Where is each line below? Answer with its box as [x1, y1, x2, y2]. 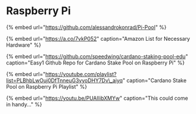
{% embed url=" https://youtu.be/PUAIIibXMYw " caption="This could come [6, 95, 188, 102]
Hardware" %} [6, 41, 41, 48]
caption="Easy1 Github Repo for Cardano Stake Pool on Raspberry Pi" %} [6, 59, 185, 66]
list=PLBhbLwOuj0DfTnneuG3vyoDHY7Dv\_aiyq [6, 77, 123, 84]
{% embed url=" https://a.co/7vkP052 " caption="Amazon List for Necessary [6, 35, 190, 42]
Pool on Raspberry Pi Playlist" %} [6, 83, 87, 90]
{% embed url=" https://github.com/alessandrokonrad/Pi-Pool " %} [6, 24, 167, 31]
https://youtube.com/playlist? [45, 70, 117, 77]
